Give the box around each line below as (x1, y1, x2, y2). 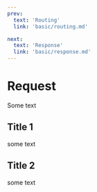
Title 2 (7, 160, 35, 172)
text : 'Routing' (13, 17, 60, 24)
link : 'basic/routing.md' (13, 23, 89, 30)
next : (7, 35, 23, 42)
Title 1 (7, 121, 33, 133)
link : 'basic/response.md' (13, 49, 91, 55)
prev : (7, 10, 23, 17)
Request (7, 78, 57, 94)
